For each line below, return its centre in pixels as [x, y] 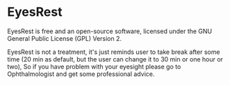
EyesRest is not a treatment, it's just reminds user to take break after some [114, 52]
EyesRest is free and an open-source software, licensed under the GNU [110, 31]
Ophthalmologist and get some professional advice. [81, 74]
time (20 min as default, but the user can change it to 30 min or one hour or [115, 59]
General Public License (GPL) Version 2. [65, 38]
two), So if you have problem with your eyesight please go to [94, 66]
